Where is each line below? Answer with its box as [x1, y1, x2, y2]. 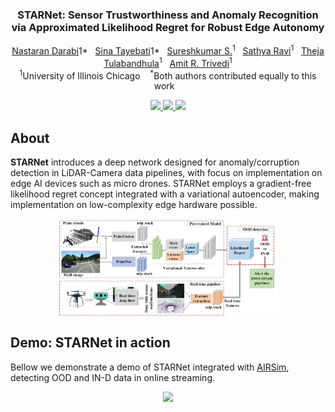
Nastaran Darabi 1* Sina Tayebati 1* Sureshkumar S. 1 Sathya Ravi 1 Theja [11, 43, 325, 57]
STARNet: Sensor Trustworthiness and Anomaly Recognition [17, 8, 319, 22]
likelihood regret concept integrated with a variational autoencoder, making [10, 188, 320, 200]
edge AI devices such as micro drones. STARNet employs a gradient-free [10, 178, 312, 190]
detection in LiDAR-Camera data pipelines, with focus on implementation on [10, 167, 323, 179]
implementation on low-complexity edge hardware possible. [10, 199, 258, 211]
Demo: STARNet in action [10, 334, 171, 352]
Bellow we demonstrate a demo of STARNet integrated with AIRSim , [10, 361, 290, 373]
